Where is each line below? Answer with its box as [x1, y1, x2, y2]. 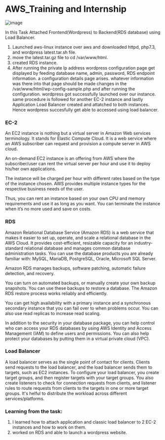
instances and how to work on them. [12, 424, 86, 430]
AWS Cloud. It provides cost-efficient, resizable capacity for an [5, 240, 133, 246]
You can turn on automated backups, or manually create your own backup [5, 280, 156, 286]
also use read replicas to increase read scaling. [5, 310, 101, 316]
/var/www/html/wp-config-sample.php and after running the [12, 86, 135, 92]
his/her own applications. [5, 166, 57, 172]
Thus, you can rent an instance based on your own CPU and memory [5, 195, 145, 201]
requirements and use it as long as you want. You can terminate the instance [5, 201, 161, 207]
